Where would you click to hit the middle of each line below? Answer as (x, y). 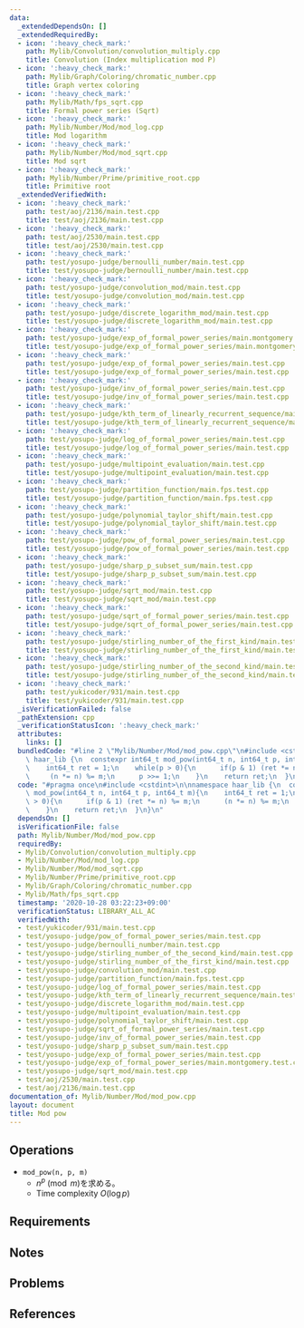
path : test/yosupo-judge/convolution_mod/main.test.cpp (133, 287)
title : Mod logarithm (66, 136)
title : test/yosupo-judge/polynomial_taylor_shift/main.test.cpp (152, 523)
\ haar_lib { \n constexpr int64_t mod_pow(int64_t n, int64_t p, (153, 759)
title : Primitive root (68, 187)
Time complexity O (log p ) (83, 1193)
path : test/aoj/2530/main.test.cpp (93, 237)
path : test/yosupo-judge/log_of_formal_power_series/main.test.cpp (155, 439)
